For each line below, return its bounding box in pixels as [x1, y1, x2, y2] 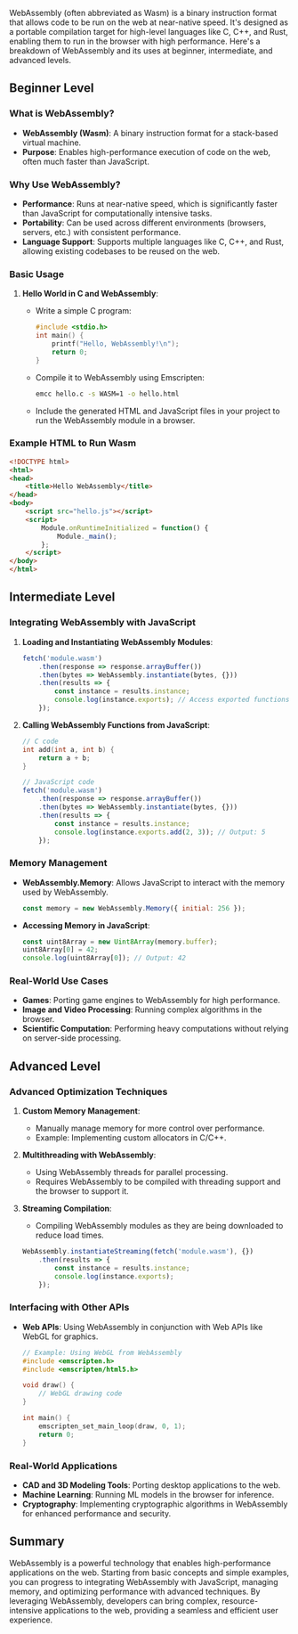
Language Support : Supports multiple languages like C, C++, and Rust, [21, 236, 285, 247]
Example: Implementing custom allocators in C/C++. [35, 1132, 227, 1143]
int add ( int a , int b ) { [21, 745, 115, 754]
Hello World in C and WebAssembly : [21, 289, 158, 299]
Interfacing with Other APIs [9, 1301, 130, 1313]
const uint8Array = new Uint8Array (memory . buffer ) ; [21, 937, 218, 946]
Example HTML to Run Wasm [9, 437, 137, 449]
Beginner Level [9, 80, 94, 96]
